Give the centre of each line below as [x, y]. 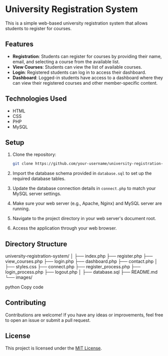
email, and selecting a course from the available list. [66, 62]
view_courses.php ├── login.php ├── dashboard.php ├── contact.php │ [81, 261]
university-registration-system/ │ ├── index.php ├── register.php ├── [79, 256]
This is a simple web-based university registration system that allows [76, 23]
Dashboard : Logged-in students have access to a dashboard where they [88, 77]
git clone [23, 164]
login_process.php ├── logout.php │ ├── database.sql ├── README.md [81, 272]
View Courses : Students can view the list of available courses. [77, 67]
